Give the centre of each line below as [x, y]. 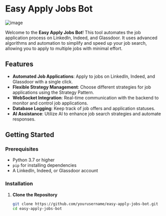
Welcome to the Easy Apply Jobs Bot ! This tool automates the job [73, 32]
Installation [19, 184]
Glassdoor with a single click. [42, 81]
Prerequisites [22, 149]
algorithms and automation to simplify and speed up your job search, [76, 43]
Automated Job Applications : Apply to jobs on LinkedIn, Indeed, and [84, 76]
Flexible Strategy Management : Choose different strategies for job [82, 87]
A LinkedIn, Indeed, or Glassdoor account [55, 171]
